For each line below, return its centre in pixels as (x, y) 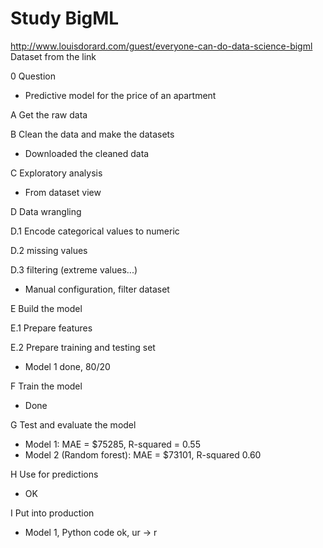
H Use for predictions (54, 474)
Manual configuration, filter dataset (97, 289)
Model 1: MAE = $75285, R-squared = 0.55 (112, 444)
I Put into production (52, 513)
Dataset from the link (53, 56)
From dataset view (63, 192)
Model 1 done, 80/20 (67, 366)
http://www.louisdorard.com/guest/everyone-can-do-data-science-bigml (161, 46)
